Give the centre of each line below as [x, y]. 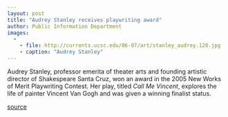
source [17, 107]
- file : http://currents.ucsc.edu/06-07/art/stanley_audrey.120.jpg [120, 45]
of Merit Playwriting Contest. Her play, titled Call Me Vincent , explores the [112, 86]
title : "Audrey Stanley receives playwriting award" [85, 20]
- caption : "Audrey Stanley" [61, 52]
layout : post [26, 13]
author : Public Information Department [65, 26]
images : [18, 33]
